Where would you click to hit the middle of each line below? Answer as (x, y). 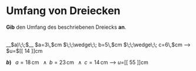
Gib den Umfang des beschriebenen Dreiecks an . (66, 27)
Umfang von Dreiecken (63, 11)
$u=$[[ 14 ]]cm (24, 50)
